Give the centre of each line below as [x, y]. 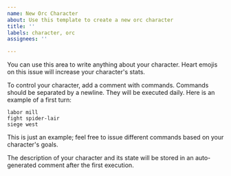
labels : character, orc [41, 33]
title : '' [21, 26]
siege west [23, 124]
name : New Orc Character [43, 13]
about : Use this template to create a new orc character [90, 20]
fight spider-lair [33, 119]
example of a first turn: [40, 100]
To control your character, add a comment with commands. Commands [108, 85]
